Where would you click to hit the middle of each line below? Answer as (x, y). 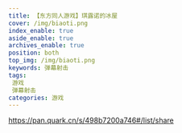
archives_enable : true (46, 46)
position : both (34, 53)
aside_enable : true (41, 38)
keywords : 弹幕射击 (39, 68)
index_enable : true (41, 30)
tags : (17, 75)
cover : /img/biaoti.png (48, 23)
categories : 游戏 (36, 98)
